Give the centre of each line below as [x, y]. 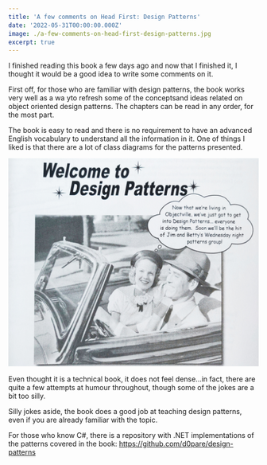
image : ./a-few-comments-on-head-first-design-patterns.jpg [110, 33]
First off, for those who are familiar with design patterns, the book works [126, 90]
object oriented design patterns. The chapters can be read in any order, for [131, 107]
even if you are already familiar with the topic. [83, 420]
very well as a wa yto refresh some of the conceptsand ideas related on [126, 98]
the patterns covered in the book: [63, 444]
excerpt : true [32, 42]
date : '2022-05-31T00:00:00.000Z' [66, 25]
